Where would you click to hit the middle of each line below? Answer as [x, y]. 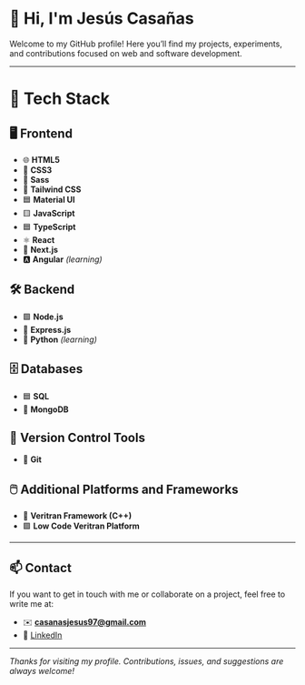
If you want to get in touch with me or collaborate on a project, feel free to [148, 594]
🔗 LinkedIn [42, 635]
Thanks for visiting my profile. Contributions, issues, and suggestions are [147, 661]
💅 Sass [36, 179]
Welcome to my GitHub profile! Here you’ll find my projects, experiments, [146, 44]
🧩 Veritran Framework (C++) [77, 516]
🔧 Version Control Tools [77, 437]
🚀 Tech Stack [60, 99]
